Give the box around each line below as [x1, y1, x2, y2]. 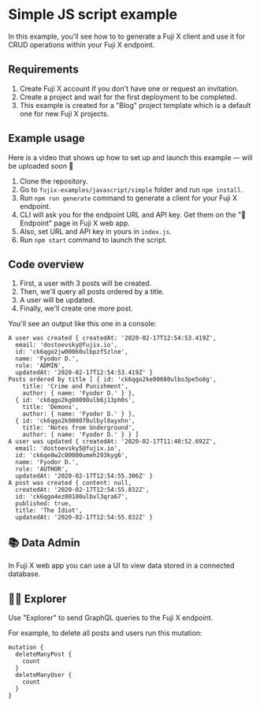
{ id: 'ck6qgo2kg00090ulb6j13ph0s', [15, 396, 136, 404]
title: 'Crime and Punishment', [22, 382, 128, 391]
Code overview [8, 258, 84, 271]
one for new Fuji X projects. [19, 109, 110, 118]
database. [8, 569, 41, 579]
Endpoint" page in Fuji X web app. [19, 218, 130, 228]
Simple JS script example [8, 6, 178, 24]
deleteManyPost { [15, 650, 72, 658]
